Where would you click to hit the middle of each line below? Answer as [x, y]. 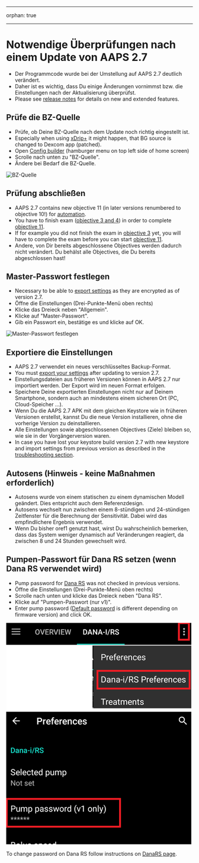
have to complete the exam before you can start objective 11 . [89, 239]
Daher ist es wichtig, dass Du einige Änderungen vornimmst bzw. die [99, 86]
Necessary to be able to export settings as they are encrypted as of [97, 291]
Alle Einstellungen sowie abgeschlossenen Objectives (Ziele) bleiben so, [103, 429]
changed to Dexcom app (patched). [58, 144]
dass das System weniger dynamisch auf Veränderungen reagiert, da [99, 535]
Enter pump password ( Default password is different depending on [96, 608]
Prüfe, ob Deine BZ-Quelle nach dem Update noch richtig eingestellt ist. [102, 131]
